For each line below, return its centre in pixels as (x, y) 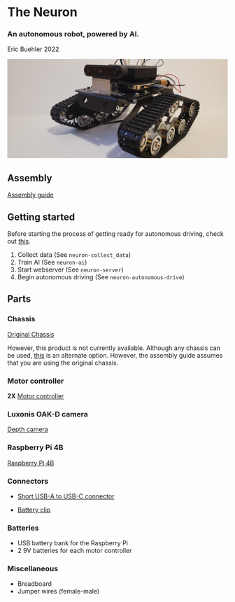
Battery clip (34, 510)
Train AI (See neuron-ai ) (52, 262)
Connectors (28, 481)
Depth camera (28, 429)
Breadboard (35, 584)
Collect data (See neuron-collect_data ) (74, 255)
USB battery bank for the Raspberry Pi (72, 543)
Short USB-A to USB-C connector (66, 496)
